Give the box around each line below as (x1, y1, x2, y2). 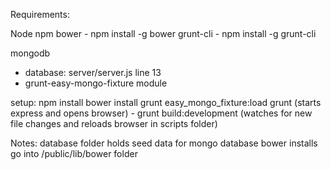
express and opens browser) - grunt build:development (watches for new (10, 107, 313, 119)
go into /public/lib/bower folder (10, 148, 138, 159)
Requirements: (10, 9, 70, 20)
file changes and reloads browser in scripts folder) (10, 118, 218, 129)
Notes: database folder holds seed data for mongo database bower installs (10, 137, 318, 149)
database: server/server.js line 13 (24, 67, 162, 78)
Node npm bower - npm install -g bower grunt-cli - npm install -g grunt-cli (10, 28, 317, 39)
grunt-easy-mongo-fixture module (24, 77, 168, 89)
